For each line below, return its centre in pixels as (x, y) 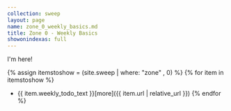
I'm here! (20, 59)
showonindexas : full (37, 40)
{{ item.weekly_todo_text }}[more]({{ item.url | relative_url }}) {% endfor (119, 94)
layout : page (26, 20)
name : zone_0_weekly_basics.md (53, 26)
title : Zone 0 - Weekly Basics (53, 33)
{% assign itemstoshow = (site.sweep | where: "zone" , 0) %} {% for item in (115, 73)
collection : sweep (34, 14)
